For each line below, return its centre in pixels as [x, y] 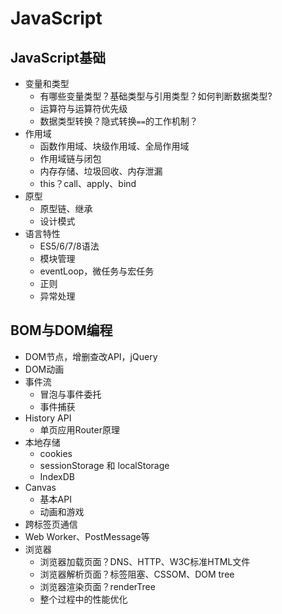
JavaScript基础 [58, 57]
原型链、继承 [66, 208]
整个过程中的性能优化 [83, 599]
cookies [56, 453]
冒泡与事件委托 [70, 394]
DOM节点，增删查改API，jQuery [91, 356]
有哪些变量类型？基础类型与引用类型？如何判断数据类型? [156, 96]
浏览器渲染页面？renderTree [97, 586]
